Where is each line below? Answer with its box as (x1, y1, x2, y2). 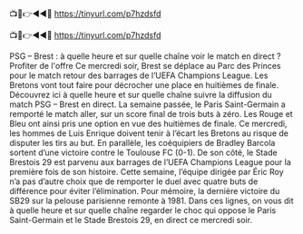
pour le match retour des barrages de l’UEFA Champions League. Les (9, 70, 269, 81)
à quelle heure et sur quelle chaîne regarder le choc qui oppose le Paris (9, 205, 277, 216)
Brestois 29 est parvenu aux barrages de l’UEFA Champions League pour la (9, 157, 292, 167)
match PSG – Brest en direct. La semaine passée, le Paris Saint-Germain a (9, 99, 286, 110)
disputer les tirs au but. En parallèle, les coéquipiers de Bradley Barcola (9, 138, 276, 148)
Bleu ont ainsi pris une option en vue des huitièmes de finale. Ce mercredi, (9, 118, 288, 129)
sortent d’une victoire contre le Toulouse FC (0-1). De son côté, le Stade (9, 147, 279, 158)
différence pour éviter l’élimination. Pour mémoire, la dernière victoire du (9, 186, 280, 196)
